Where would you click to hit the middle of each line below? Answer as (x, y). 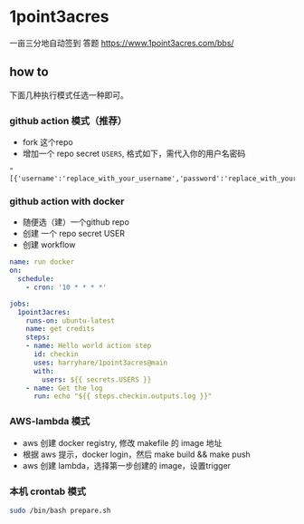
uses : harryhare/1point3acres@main (100, 363)
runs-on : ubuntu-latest (71, 320)
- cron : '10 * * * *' (66, 287)
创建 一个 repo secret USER (73, 234)
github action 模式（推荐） (68, 121)
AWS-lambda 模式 (50, 422)
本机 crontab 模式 (48, 491)
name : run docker (42, 262)
